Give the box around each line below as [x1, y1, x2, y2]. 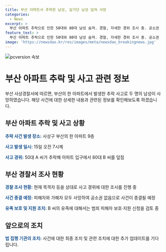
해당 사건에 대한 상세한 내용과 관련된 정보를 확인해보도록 [31, 96, 140, 102]
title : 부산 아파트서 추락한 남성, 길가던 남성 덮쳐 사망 [5, 7, 107, 12]
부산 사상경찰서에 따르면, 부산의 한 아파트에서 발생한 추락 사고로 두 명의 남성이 [5, 90, 156, 96]
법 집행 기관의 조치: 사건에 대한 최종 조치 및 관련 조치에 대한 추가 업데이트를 [5, 236, 150, 242]
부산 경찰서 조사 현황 [5, 170, 64, 178]
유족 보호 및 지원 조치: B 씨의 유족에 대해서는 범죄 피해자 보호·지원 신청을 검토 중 [5, 205, 159, 211]
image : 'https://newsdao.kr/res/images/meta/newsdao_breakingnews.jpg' [5, 40, 156, 45]
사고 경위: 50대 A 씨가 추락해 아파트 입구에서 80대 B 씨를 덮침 [5, 154, 125, 160]
